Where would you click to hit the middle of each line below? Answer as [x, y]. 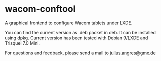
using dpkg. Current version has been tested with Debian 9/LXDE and [77, 38]
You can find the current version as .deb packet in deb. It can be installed [81, 32]
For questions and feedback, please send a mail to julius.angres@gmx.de [80, 53]
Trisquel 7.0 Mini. [23, 43]
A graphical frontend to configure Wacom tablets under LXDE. [69, 23]
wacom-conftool [40, 9]
